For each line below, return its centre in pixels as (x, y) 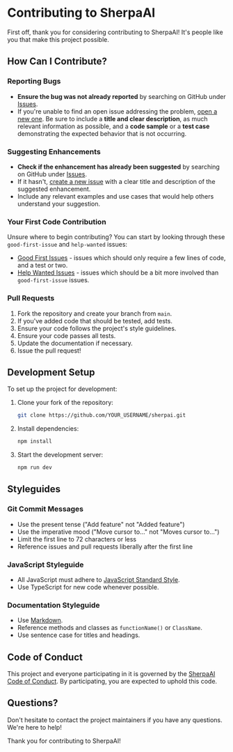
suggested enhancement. (54, 189)
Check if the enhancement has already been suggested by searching (119, 167)
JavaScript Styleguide (46, 565)
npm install (34, 442)
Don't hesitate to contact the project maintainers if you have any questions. (115, 720)
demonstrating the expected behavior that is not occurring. (102, 133)
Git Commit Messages (45, 509)
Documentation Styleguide (54, 605)
